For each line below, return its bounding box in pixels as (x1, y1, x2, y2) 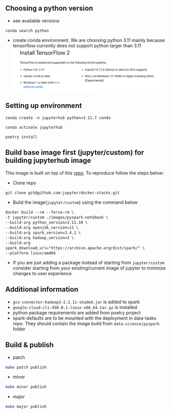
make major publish (5, 404, 47, 409)
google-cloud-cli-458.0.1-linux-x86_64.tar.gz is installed (12, 304, 137, 310)
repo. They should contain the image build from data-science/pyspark (12, 320, 160, 326)
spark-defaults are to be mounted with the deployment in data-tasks (12, 315, 157, 321)
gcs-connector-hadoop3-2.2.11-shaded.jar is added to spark (12, 299, 140, 305)
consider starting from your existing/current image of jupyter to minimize (12, 265, 166, 271)
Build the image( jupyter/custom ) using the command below (12, 199, 138, 205)
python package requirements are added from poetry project (12, 309, 141, 315)
